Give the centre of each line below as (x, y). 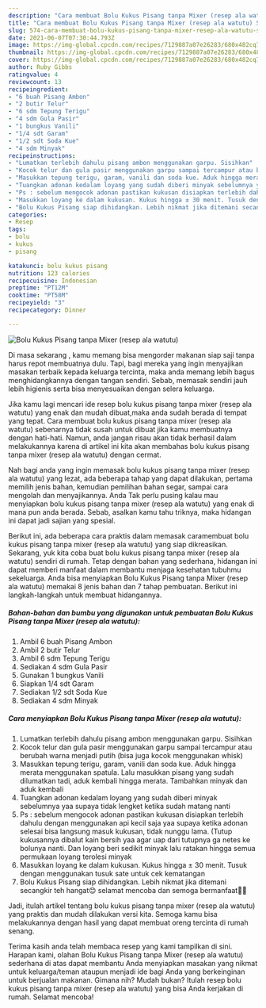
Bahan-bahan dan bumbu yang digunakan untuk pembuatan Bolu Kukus (131, 613)
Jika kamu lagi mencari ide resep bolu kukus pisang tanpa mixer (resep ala (130, 404)
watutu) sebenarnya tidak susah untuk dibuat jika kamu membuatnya (121, 429)
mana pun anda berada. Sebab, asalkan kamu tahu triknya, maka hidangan (130, 512)
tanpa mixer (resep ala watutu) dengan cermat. (85, 454)
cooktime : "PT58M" (38, 295)
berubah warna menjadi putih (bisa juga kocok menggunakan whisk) (131, 755)
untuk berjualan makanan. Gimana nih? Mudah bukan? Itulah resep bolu (125, 979)
